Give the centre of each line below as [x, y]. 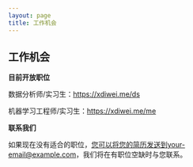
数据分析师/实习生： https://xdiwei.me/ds [74, 94]
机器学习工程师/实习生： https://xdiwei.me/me [82, 111]
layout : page [30, 15]
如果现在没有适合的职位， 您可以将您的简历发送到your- [97, 145]
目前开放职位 [29, 78]
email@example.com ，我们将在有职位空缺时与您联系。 [98, 154]
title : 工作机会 [32, 23]
